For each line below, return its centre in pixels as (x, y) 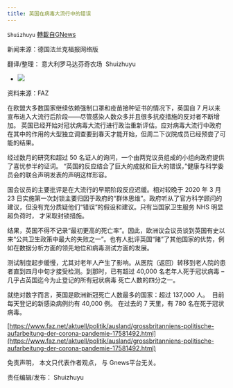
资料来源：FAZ (28, 93)
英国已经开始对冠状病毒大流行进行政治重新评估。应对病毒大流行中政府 (121, 125)
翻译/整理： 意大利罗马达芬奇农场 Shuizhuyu (72, 64)
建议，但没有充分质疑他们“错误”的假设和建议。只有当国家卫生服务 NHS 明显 (115, 207)
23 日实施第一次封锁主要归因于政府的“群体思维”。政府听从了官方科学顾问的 (115, 198)
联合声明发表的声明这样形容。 (68, 175)
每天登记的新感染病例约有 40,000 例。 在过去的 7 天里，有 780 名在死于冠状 (116, 303)
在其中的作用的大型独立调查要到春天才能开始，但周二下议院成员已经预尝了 (113, 134)
